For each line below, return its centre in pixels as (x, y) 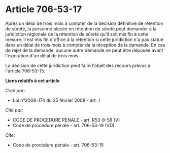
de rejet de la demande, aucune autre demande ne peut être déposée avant (84, 50)
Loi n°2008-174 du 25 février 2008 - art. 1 (56, 100)
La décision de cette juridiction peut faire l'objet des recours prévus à (78, 65)
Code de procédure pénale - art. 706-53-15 (58, 145)
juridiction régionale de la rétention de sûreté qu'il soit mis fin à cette (77, 34)
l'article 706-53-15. (25, 71)
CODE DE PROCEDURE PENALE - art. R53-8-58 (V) (66, 120)
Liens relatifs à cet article (32, 81)
